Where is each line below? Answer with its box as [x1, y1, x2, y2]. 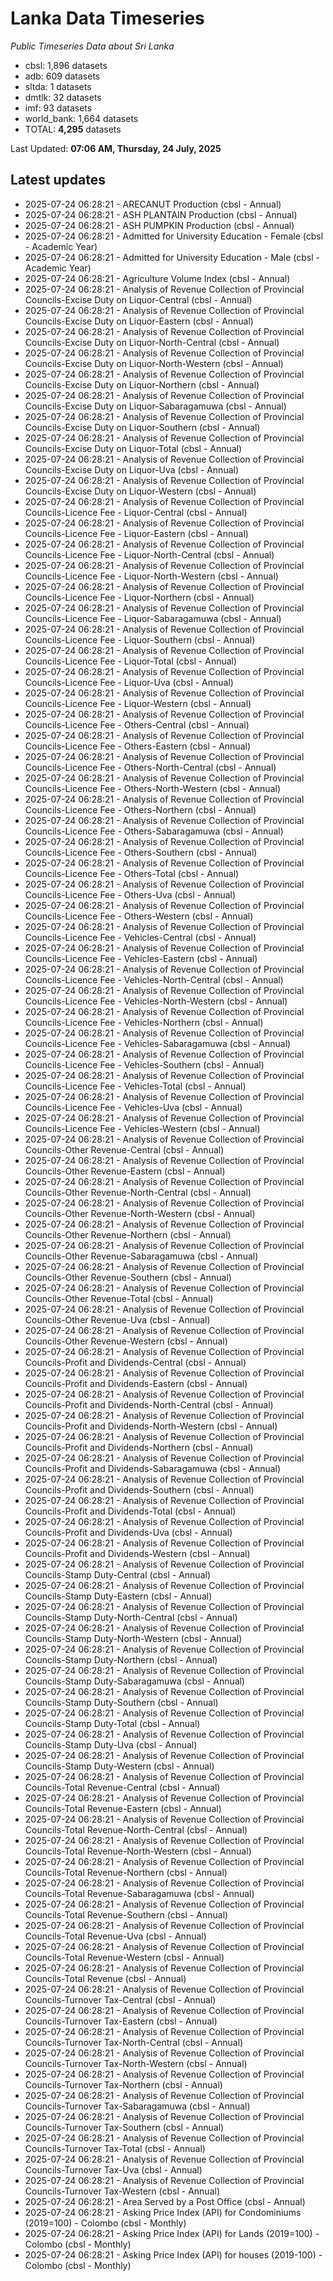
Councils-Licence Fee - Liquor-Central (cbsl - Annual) [24, 506, 248, 518]
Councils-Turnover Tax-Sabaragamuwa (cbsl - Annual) [24, 2100, 251, 2112]
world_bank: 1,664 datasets [24, 112, 139, 124]
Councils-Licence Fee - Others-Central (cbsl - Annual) [24, 718, 250, 731]
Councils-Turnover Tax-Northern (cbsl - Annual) [24, 2078, 223, 2091]
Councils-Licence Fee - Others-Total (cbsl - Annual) [24, 867, 240, 879]
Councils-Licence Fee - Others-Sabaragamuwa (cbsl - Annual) [24, 825, 284, 837]
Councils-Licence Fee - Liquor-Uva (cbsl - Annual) [24, 676, 234, 688]
